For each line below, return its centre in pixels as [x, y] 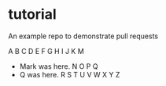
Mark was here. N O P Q [59, 66]
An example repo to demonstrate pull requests [83, 36]
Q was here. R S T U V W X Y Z [70, 74]
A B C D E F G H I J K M [46, 51]
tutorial [32, 14]
